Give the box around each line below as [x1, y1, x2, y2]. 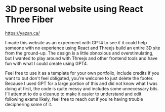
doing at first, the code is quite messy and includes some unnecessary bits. [5, 85, 159, 91]
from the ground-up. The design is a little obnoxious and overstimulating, [5, 50, 154, 56]
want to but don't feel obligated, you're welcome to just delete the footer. [5, 75, 154, 81]
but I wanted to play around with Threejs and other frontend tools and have [5, 55, 158, 61]
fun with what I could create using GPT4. [5, 60, 88, 66]
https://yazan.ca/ [5, 30, 41, 36]
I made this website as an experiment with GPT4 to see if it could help [5, 39, 147, 45]
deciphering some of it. [5, 101, 53, 107]
